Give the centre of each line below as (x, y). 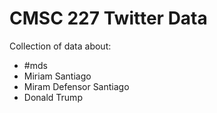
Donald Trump (53, 97)
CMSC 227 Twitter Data (108, 18)
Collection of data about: (60, 46)
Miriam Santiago (57, 76)
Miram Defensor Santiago (76, 86)
